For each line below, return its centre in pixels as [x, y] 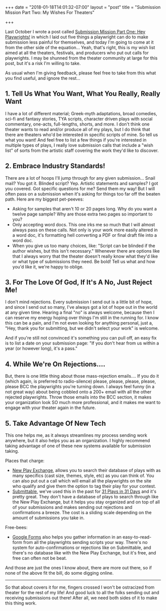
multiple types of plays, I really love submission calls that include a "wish [79, 145]
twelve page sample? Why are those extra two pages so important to [82, 214]
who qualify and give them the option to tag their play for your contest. [84, 486]
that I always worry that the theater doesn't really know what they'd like [85, 256]
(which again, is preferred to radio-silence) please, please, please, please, [81, 381]
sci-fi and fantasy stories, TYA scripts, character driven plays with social [79, 119]
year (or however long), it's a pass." [41, 348]
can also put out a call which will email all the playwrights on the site [82, 481]
